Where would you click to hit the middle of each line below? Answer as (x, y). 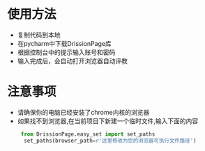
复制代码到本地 (39, 35)
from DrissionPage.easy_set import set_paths (88, 134)
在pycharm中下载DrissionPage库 (64, 43)
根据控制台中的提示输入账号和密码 (66, 52)
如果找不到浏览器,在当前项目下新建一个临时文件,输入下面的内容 (108, 121)
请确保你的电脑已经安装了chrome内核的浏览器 (83, 112)
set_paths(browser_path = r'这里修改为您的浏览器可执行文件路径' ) (110, 141)
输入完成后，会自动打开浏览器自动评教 (72, 61)
